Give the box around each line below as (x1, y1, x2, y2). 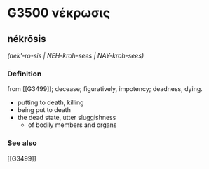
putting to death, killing (17, 98, 84, 107)
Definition (7, 69, 42, 79)
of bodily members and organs (27, 121, 117, 129)
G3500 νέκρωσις (7, 5, 111, 21)
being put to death (17, 106, 72, 114)
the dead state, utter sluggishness (17, 114, 116, 122)
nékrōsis (7, 33, 46, 45)
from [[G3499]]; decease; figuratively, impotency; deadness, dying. (7, 85, 203, 93)
